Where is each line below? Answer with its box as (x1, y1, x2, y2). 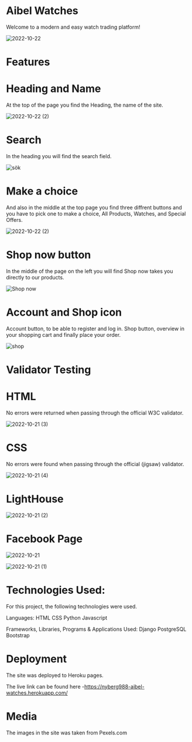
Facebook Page (6, 532, 83, 545)
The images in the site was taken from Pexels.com (6, 729, 128, 736)
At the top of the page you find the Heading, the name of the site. (6, 101, 164, 109)
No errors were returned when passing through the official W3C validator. (6, 409, 184, 416)
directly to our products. (6, 273, 64, 281)
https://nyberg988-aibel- (84, 683, 145, 690)
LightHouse (6, 493, 64, 506)
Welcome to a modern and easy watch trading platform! (6, 23, 140, 30)
